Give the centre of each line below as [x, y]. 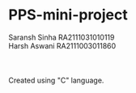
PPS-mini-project [68, 15]
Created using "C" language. [56, 80]
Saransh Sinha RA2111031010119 [62, 37]
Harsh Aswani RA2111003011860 [62, 45]
